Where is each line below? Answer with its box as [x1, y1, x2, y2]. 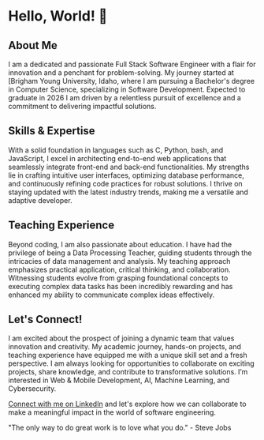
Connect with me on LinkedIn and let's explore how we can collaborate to [8, 399, 247, 409]
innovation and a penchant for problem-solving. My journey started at [8, 68, 235, 77]
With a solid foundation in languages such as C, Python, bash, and [8, 145, 224, 155]
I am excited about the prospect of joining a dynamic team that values [8, 333, 235, 343]
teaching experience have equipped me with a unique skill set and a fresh [8, 351, 247, 360]
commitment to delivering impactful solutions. [8, 102, 157, 111]
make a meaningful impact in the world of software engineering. [8, 408, 217, 417]
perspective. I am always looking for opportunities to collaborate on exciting [8, 359, 255, 368]
